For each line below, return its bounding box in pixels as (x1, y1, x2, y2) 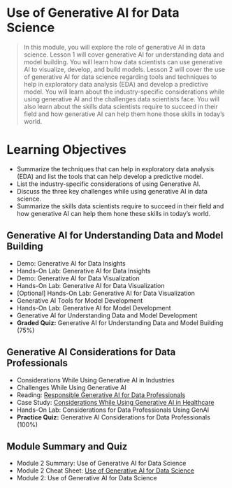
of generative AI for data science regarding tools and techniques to (23, 72, 217, 81)
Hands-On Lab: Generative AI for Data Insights (16, 266, 151, 275)
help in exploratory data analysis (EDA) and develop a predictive (23, 80, 209, 88)
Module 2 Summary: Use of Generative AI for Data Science (16, 459, 187, 468)
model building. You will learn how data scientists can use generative (23, 57, 223, 66)
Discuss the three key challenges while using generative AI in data (16, 187, 208, 195)
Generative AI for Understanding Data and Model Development (16, 311, 198, 320)
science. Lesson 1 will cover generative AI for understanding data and (23, 50, 224, 59)
